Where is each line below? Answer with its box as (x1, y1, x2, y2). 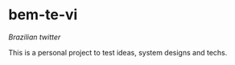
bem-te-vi (8, 6, 78, 24)
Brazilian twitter (8, 32, 61, 42)
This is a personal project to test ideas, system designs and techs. (8, 47, 228, 57)
